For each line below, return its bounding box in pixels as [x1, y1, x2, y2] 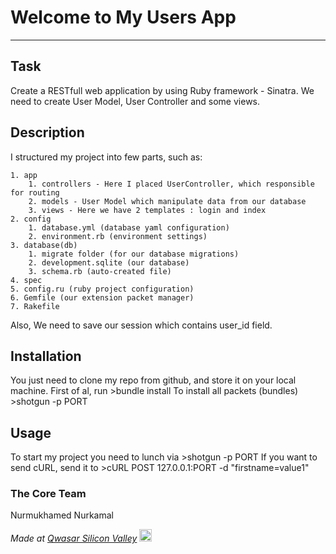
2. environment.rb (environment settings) [28, 231, 208, 241]
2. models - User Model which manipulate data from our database [28, 196, 307, 206]
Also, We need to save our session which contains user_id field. [10, 319, 273, 331]
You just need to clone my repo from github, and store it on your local [10, 374, 297, 386]
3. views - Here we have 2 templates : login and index [28, 205, 267, 215]
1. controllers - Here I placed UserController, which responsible [28, 179, 315, 189]
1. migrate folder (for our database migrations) [28, 249, 240, 259]
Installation [10, 347, 82, 365]
